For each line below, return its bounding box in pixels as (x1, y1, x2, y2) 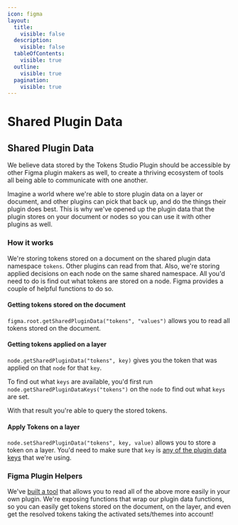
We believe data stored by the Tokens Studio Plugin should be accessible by (7, 161, 231, 169)
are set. (7, 392, 30, 401)
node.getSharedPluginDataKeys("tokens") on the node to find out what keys (7, 385, 226, 393)
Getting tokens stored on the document (7, 300, 126, 309)
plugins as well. (7, 220, 53, 228)
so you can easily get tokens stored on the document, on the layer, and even (7, 502, 231, 511)
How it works (7, 238, 54, 248)
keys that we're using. (7, 453, 72, 462)
